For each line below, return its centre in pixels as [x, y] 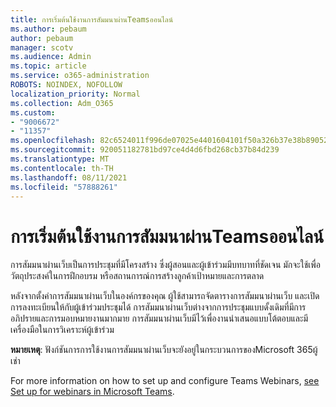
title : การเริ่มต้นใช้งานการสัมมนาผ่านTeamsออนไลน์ [92, 19]
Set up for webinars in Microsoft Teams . [92, 392]
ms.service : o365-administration [80, 76]
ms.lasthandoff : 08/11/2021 [69, 177]
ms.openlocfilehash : [53, 141]
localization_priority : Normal [75, 94]
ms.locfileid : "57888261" [64, 187]
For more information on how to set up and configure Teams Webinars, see [165, 381]
